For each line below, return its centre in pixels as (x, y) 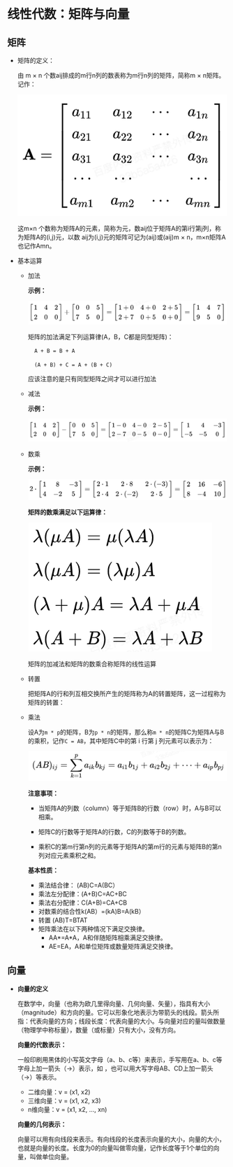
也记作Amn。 (36, 246)
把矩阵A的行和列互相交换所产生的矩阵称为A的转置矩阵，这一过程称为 (127, 693)
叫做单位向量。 (51, 1157)
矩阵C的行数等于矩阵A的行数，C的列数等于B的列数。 (114, 832)
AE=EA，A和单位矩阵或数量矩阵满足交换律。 (113, 947)
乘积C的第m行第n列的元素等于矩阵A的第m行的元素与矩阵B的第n (130, 847)
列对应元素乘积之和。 (69, 856)
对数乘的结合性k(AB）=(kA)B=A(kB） (91, 912)
